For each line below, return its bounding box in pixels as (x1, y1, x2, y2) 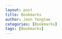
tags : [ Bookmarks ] (5, 26, 44, 31)
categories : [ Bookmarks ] (5, 21, 57, 27)
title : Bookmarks (5, 12, 42, 17)
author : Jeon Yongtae (5, 17, 51, 22)
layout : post (5, 7, 33, 13)
